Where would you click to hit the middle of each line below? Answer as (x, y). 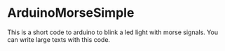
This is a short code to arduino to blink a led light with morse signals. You (113, 32)
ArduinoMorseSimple (71, 13)
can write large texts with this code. (59, 39)
